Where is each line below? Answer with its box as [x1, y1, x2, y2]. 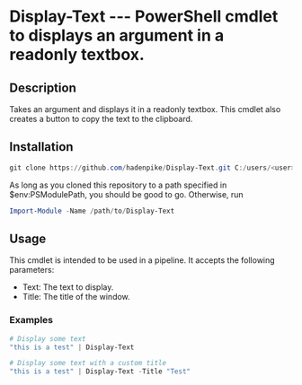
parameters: [9, 265, 55, 276]
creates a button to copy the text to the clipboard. [9, 114, 193, 124]
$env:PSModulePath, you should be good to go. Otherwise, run [9, 188, 244, 199]
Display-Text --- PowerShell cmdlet [9, 6, 279, 27]
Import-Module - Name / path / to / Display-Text [9, 206, 175, 215]
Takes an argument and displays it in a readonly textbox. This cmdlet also [9, 104, 281, 114]
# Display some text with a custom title [9, 359, 167, 368]
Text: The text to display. [22, 282, 114, 293]
